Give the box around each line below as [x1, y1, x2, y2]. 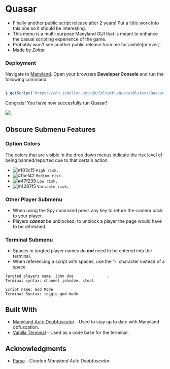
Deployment [5, 59, 37, 66]
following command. [5, 77, 48, 83]
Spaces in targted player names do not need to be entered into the [12, 248, 152, 254]
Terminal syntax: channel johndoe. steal [5, 278, 94, 283]
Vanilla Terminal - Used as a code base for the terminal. [12, 329, 129, 336]
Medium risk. [36, 173, 63, 178]
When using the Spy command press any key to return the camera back [12, 208, 163, 214]
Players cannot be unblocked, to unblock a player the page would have [12, 218, 162, 224]
